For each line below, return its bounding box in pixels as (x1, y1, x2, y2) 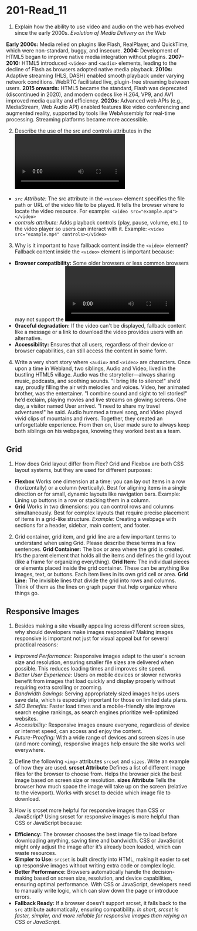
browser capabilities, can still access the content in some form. (14, 347, 168, 354)
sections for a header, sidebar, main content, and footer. (14, 521, 151, 529)
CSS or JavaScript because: (14, 819, 83, 826)
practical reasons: (14, 641, 59, 648)
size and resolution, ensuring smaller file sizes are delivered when (14, 658, 174, 666)
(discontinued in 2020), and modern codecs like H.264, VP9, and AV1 (6, 91, 174, 98)
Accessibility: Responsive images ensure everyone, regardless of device (14, 721, 190, 728)
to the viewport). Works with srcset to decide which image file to (14, 789, 171, 796)
